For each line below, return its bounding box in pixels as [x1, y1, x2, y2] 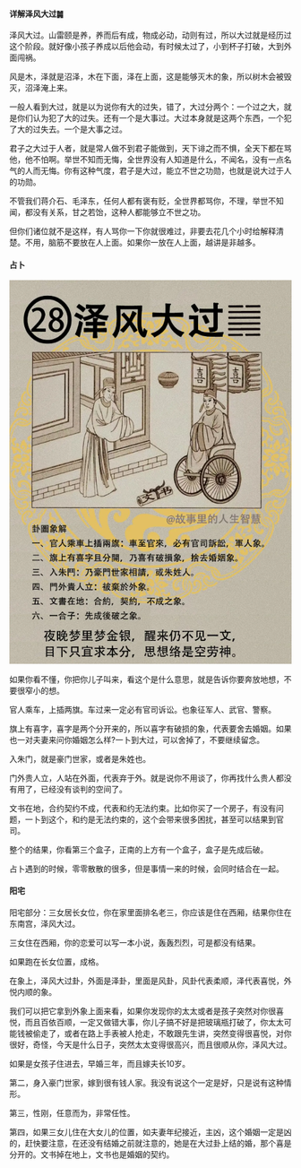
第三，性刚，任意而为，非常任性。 [9, 1107, 135, 1118]
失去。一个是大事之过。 [39, 124, 127, 134]
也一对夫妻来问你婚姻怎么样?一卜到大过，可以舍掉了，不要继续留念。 [9, 734, 265, 745]
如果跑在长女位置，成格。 [9, 956, 104, 967]
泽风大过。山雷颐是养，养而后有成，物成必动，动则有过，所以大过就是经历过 [9, 30, 292, 40]
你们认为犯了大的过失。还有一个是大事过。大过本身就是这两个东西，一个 [16, 113, 284, 124]
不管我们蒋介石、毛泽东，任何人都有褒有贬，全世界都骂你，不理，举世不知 [9, 195, 284, 206]
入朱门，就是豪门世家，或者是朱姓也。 [9, 753, 150, 764]
